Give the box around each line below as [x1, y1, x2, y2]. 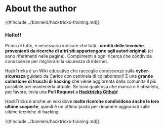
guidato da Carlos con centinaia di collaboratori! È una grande [27, 73, 153, 79]
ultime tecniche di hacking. [5, 109, 60, 115]
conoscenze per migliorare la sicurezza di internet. [5, 59, 109, 64]
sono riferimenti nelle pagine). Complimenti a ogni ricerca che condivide [5, 53, 152, 59]
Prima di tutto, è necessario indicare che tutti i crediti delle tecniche [5, 43, 144, 49]
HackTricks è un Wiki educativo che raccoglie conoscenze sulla [5, 68, 135, 74]
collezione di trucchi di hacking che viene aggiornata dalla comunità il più [5, 78, 157, 84]
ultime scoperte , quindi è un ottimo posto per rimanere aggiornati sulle [5, 104, 150, 110]
